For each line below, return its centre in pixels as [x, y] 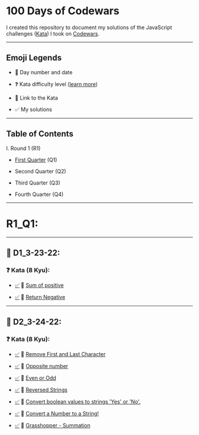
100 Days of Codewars [63, 11]
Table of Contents [40, 134]
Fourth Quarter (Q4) [39, 194]
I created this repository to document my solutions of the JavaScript [89, 27]
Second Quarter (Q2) [40, 171]
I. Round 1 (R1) [23, 148]
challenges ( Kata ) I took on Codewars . [53, 33]
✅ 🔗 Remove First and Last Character [60, 354]
